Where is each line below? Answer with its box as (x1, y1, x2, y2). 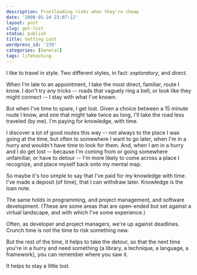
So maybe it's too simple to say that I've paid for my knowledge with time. (6, 172, 187, 179)
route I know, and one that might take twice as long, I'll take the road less (6, 111, 185, 118)
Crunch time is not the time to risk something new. (6, 226, 129, 233)
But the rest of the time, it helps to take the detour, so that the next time (6, 238, 181, 245)
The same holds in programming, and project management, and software (6, 196, 185, 203)
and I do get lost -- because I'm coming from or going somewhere (6, 148, 168, 155)
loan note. (6, 185, 31, 192)
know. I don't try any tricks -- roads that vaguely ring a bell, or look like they (6, 87, 192, 94)
